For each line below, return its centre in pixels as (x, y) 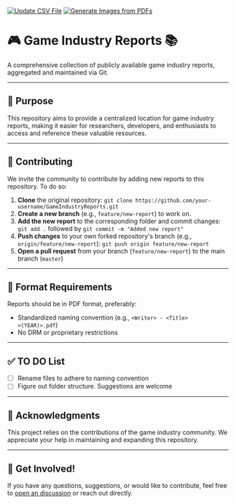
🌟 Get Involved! (41, 468)
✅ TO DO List (36, 361)
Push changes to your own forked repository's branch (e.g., (104, 236)
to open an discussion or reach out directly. (70, 493)
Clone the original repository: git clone (75, 200)
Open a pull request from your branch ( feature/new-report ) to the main (121, 251)
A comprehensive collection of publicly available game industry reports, (111, 65)
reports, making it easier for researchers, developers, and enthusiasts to (112, 125)
